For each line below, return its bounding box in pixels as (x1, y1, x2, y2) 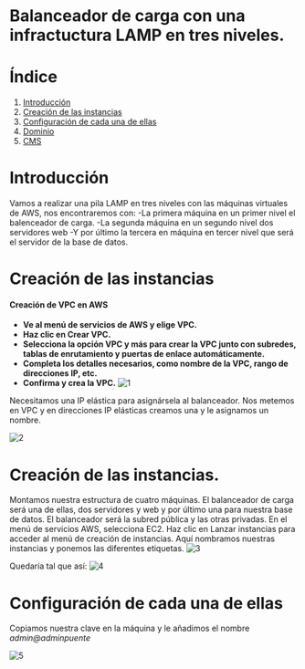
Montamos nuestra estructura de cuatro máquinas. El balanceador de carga (9, 495, 295, 506)
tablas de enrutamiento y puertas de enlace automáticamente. (22, 349, 265, 360)
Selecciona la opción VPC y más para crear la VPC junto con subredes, (22, 339, 297, 350)
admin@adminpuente (9, 632, 91, 643)
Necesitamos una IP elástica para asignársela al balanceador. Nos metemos (9, 395, 295, 406)
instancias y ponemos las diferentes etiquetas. (9, 543, 184, 554)
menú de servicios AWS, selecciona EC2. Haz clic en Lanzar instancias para (9, 524, 296, 535)
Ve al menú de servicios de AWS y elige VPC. (22, 319, 198, 330)
